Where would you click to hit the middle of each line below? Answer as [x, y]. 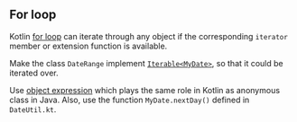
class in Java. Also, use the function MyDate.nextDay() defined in [130, 100]
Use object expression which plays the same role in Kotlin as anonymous [145, 90]
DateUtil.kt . [33, 109]
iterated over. [34, 73]
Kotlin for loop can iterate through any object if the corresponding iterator [149, 36]
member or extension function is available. [88, 46]
